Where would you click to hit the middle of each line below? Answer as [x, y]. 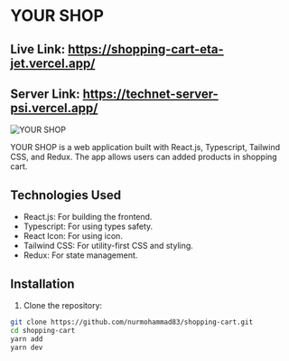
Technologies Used [65, 195]
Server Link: [45, 94]
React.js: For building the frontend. [88, 217]
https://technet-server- [151, 94]
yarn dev [27, 347]
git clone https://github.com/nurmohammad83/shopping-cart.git [132, 322]
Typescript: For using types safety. [88, 226]
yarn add [27, 339]
